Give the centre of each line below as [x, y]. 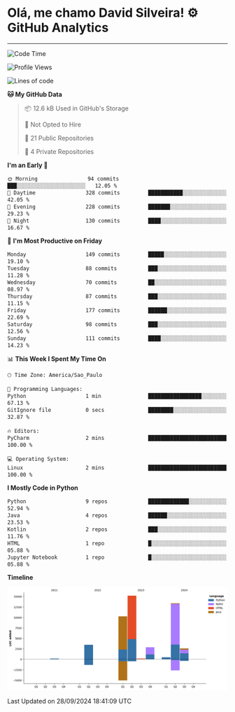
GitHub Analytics [58, 28]
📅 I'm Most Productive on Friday [55, 241]
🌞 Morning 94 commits [63, 179]
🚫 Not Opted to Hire [53, 124]
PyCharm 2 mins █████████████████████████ [117, 438]
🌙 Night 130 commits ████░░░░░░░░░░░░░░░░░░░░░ [117, 221]
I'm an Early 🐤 [28, 165]
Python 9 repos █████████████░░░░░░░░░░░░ [117, 501]
